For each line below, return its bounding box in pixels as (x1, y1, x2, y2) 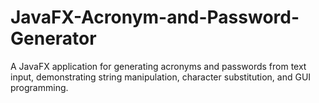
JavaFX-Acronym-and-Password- (10, 6, 300, 29)
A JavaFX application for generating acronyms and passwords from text (10, 60, 307, 72)
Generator (10, 27, 97, 50)
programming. (10, 81, 69, 93)
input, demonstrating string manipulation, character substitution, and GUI (10, 71, 312, 83)
